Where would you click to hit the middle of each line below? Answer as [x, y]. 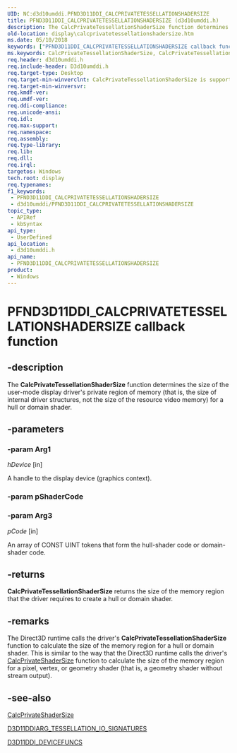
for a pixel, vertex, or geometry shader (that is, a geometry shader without [115, 668]
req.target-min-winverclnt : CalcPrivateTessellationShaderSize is [107, 79]
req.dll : [20, 159]
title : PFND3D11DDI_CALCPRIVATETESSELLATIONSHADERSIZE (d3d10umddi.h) [113, 20]
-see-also [29, 698]
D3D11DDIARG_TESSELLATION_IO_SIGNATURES [77, 728]
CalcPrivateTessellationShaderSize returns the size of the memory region [116, 591]
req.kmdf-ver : [28, 93]
